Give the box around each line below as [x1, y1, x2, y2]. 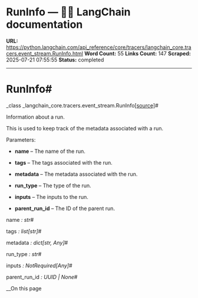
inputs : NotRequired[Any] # [6, 262, 72, 269]
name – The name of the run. [14, 148, 85, 155]
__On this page [6, 284, 42, 292]
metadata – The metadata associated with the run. [14, 171, 138, 178]
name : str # [6, 216, 34, 223]
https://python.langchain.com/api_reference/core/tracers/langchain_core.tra [6, 44, 192, 51]
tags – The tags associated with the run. [14, 159, 113, 166]
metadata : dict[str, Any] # [6, 239, 68, 246]
